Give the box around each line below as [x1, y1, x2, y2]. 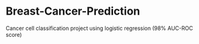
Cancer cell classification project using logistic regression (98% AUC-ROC [5, 24, 194, 32]
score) [5, 31, 22, 38]
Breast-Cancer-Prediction [5, 4, 140, 18]
